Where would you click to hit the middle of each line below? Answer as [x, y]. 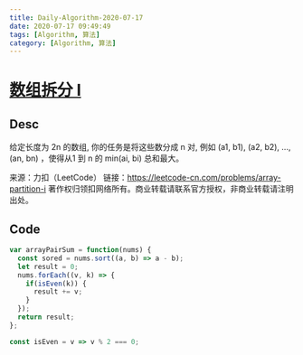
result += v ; [58, 292]
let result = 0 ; [48, 266]
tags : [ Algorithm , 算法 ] [55, 34]
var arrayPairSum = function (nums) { [80, 250]
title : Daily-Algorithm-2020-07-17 [76, 18]
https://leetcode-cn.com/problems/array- [204, 178]
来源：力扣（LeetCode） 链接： [69, 178]
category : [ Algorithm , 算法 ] [63, 43]
